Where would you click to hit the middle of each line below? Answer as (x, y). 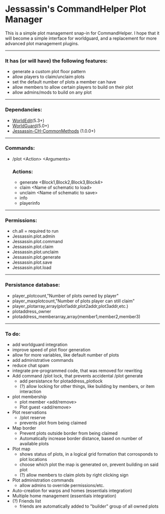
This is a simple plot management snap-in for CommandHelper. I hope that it (82, 33)
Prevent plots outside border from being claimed (69, 433)
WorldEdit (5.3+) (28, 120)
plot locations (33, 460)
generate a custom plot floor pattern (49, 72)
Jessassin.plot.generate (36, 257)
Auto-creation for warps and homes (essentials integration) (72, 491)
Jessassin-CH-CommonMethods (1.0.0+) (54, 131)
